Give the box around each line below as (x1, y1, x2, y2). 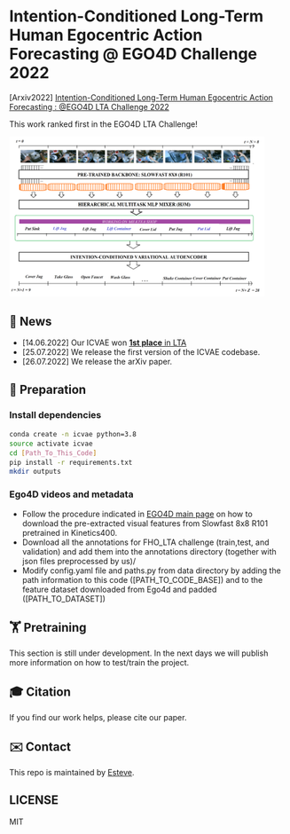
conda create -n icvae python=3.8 (9, 429, 137, 438)
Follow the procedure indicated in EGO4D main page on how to (21, 508, 253, 519)
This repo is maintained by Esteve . (9, 767, 135, 777)
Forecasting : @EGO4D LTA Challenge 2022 (9, 101, 170, 112)
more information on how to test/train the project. (9, 657, 190, 668)
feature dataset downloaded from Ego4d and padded (21, 584, 217, 594)
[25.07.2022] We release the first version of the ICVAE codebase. (21, 347, 261, 358)
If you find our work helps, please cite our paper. (9, 712, 187, 723)
